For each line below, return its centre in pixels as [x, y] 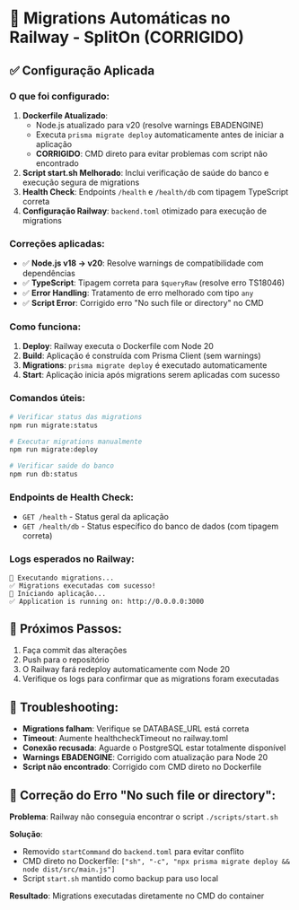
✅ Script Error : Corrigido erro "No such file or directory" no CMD [143, 303]
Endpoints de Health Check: [72, 497]
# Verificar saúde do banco [62, 466]
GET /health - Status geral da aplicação [95, 517]
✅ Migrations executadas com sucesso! [83, 586]
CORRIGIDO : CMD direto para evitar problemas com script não [151, 153]
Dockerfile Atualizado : [65, 115]
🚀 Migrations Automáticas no [120, 18]
